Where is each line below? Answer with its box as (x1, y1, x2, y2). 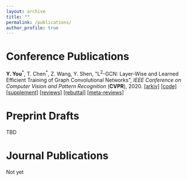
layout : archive (6, 8, 46, 15)
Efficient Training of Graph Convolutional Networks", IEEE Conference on (6, 76, 182, 83)
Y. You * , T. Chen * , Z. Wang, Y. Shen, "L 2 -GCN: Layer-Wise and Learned (6, 69, 179, 77)
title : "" (6, 14, 30, 20)
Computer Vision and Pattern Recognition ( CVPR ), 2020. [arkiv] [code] (6, 82, 177, 89)
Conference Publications (6, 50, 130, 63)
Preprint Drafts (6, 109, 79, 123)
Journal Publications (6, 149, 109, 162)
